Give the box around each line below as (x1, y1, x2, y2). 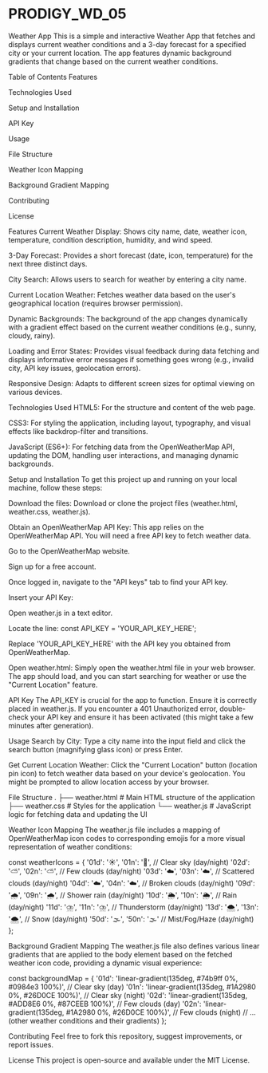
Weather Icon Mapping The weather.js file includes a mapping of (8, 825, 221, 834)
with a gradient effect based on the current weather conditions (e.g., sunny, (8, 322, 257, 332)
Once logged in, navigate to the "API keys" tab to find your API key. (8, 577, 229, 586)
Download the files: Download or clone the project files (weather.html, (8, 498, 238, 507)
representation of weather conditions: (8, 842, 132, 851)
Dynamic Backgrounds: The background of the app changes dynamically (8, 314, 248, 323)
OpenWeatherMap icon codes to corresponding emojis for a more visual (8, 833, 246, 842)
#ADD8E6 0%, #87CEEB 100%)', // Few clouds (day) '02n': (8, 999, 202, 1008)
